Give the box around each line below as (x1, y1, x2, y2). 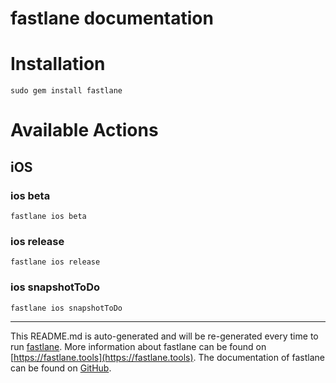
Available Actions (10, 119, 159, 142)
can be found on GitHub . (10, 362, 112, 374)
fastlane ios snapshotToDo (10, 303, 123, 313)
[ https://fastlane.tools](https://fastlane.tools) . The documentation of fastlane (10, 351, 325, 363)
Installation (10, 53, 106, 76)
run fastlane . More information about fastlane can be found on (10, 340, 267, 352)
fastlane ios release (10, 257, 101, 267)
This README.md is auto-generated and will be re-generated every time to (10, 330, 319, 342)
